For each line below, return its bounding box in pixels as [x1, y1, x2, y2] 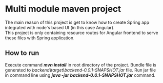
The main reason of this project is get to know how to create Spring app [5, 19, 150, 25]
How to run [5, 49, 40, 57]
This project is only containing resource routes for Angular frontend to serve [5, 30, 159, 35]
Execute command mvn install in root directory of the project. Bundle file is [5, 62, 157, 67]
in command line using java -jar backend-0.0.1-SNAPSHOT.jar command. [5, 72, 156, 78]
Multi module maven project [5, 3, 121, 15]
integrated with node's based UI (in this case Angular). [5, 24, 115, 30]
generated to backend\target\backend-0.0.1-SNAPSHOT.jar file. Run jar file [5, 67, 156, 73]
